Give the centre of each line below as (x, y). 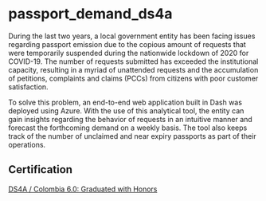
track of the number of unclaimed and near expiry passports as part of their (132, 136)
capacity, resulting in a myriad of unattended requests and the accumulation (133, 69)
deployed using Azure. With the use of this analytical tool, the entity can (126, 110)
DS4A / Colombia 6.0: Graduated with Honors (83, 189)
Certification (41, 169)
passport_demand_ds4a (90, 14)
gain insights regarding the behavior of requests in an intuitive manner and (130, 119)
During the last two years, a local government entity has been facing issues (132, 36)
